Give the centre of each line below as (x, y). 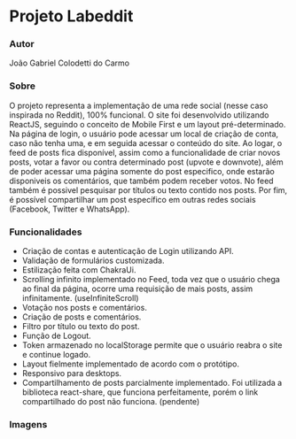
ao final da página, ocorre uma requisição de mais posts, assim (137, 289)
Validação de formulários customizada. (93, 261)
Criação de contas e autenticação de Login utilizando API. (128, 251)
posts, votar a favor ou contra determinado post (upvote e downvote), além (146, 162)
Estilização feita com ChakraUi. (79, 270)
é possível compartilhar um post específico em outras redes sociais (132, 199)
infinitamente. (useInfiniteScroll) (80, 298)
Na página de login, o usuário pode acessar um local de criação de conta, (144, 134)
